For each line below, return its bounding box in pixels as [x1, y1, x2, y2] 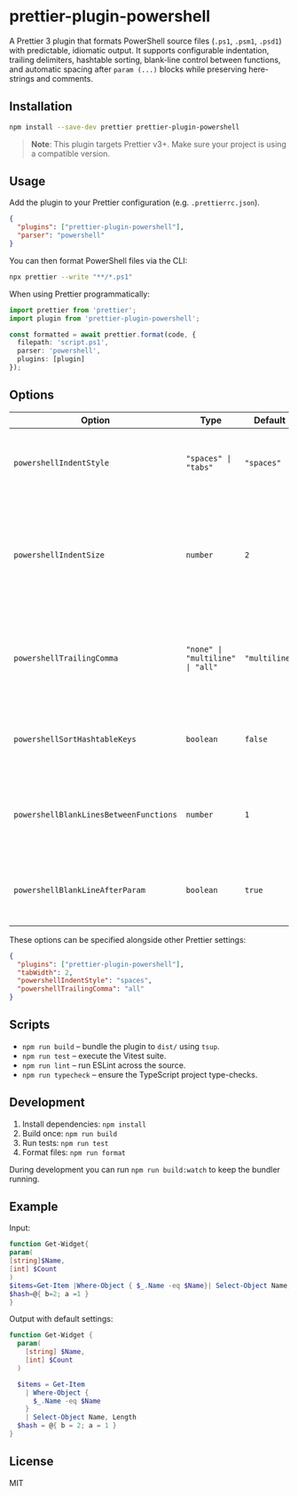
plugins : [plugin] [17, 355, 86, 364]
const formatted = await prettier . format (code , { [9, 330, 197, 339]
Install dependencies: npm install [21, 1119, 146, 1129]
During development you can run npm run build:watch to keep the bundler [9, 1164, 281, 1175]
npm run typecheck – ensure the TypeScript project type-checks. [21, 1069, 258, 1080]
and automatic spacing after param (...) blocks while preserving [9, 64, 247, 75]
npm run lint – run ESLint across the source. [21, 1059, 186, 1071]
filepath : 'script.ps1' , [17, 338, 109, 347]
